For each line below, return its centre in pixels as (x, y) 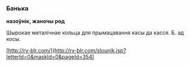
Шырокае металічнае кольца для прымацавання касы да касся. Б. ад (95, 33)
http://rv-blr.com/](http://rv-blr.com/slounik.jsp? (67, 51)
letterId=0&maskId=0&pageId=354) (50, 57)
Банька (17, 8)
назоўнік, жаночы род (36, 21)
